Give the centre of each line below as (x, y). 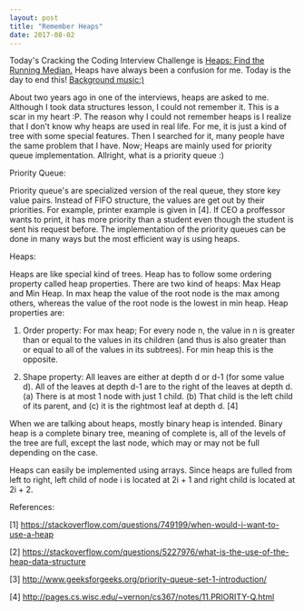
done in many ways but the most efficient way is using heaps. (125, 239)
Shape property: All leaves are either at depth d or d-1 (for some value (153, 377)
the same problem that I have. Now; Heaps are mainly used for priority (141, 145)
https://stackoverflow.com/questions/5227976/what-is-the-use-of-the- (156, 552)
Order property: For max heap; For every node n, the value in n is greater (159, 331)
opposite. (40, 359)
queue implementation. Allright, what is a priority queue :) (117, 155)
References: (32, 507)
